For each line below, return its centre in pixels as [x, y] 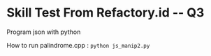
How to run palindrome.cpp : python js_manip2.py [78, 45]
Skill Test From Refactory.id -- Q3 [105, 13]
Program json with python [44, 32]
